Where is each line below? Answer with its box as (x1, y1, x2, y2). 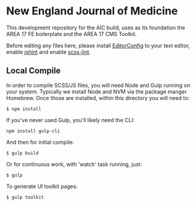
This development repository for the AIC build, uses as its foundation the (6, 24, 186, 31)
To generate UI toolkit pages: (6, 183, 78, 190)
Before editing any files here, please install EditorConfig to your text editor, (6, 42, 191, 49)
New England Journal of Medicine (6, 4, 178, 18)
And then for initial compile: (6, 138, 74, 146)
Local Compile (6, 66, 61, 76)
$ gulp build (6, 150, 39, 156)
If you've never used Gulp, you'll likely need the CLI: (6, 116, 135, 123)
